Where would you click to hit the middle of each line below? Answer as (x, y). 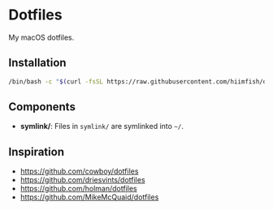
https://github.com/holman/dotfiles (78, 189)
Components (42, 107)
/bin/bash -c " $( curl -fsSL (56, 81)
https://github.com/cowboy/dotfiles (79, 171)
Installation (37, 63)
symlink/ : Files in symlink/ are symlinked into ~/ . (102, 126)
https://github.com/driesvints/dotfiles (82, 180)
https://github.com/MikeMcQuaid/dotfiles (89, 197)
